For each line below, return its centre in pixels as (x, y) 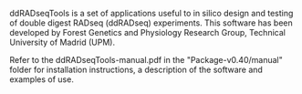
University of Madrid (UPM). (62, 42)
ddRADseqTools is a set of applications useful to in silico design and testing (151, 13)
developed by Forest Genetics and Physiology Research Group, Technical (147, 32)
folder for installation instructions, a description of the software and (136, 69)
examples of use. (42, 79)
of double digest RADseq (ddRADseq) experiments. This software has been (151, 23)
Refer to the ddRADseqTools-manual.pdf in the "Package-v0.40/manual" (146, 60)
